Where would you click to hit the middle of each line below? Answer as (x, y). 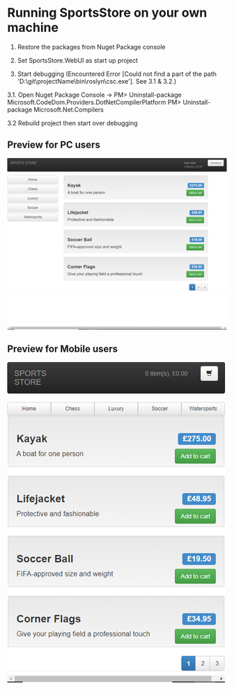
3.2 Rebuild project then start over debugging (72, 123)
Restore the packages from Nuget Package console (91, 47)
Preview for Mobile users (63, 349)
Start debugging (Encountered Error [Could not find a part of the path (117, 74)
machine (33, 28)
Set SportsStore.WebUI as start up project (77, 60)
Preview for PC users (54, 145)
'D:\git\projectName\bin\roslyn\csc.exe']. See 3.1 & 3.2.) (97, 81)
